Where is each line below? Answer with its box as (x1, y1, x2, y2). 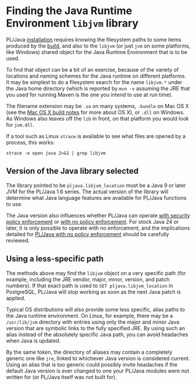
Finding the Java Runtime (6, 4, 133, 18)
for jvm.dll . (6, 121, 35, 128)
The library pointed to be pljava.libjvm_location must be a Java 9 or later (6, 182, 186, 189)
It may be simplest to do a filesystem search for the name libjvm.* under (6, 78, 183, 86)
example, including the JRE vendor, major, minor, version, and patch (6, 276, 170, 283)
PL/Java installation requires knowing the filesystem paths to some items (6, 36, 181, 43)
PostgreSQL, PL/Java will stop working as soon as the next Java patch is (6, 288, 181, 295)
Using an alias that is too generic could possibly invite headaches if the (6, 361, 177, 368)
